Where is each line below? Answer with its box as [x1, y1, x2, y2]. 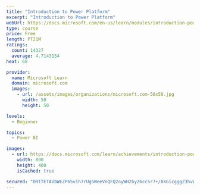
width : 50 [21, 97, 46, 103]
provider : [6, 69, 31, 75]
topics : [6, 129, 26, 136]
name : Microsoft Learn [11, 75, 68, 81]
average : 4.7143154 [11, 53, 60, 59]
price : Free [6, 31, 36, 37]
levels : [6, 113, 26, 119]
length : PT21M [6, 36, 42, 42]
